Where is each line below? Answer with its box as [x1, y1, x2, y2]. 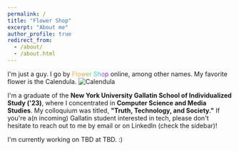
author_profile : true [7, 30, 72, 38]
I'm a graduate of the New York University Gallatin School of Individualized [7, 90, 232, 100]
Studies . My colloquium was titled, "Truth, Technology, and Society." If [7, 106, 220, 115]
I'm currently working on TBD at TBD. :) [7, 135, 123, 143]
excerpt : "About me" [7, 24, 69, 31]
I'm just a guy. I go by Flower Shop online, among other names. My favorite [7, 69, 228, 78]
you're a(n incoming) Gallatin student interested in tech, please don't [7, 113, 209, 122]
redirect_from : [7, 37, 53, 44]
